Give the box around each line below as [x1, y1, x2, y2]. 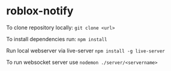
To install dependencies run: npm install [6, 35, 107, 42]
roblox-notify [6, 4, 74, 18]
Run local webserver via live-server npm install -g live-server [6, 47, 165, 54]
